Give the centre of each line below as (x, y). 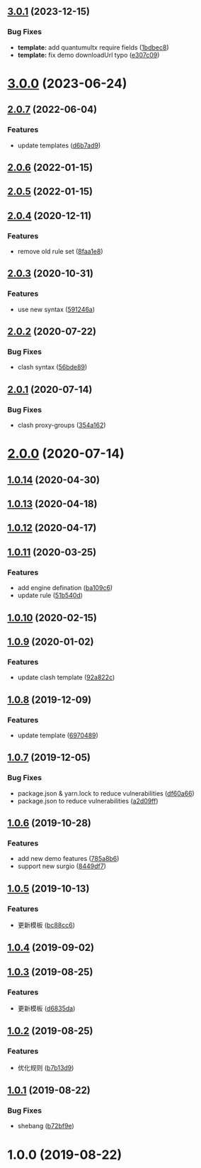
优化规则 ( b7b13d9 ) (46, 1067)
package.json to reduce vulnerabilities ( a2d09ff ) (88, 801)
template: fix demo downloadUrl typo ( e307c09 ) (88, 55)
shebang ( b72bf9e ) (46, 1126)
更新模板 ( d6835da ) (46, 1008)
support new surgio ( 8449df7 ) (62, 866)
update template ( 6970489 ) (58, 735)
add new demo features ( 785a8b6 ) (68, 859)
